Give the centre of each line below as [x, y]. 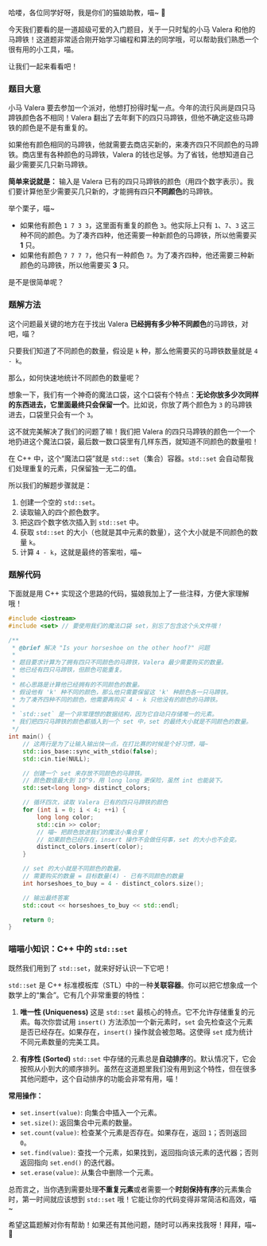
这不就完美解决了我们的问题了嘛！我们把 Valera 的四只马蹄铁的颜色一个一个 [132, 431]
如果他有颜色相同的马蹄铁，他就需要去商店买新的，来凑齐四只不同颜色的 [126, 145]
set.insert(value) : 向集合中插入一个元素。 [90, 1112]
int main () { [30, 737]
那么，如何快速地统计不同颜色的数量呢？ [74, 377]
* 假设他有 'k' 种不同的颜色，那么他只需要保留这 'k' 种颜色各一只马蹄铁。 [122, 692]
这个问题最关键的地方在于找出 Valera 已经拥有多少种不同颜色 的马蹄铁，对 [128, 324]
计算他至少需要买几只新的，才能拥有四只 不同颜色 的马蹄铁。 [119, 191]
